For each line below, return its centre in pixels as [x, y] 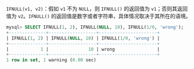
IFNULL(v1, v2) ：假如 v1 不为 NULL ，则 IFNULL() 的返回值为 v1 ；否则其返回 [97, 9]
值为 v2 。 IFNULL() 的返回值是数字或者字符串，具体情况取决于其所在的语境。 [98, 16]
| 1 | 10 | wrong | [83, 49]
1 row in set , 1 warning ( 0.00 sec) [51, 60]
